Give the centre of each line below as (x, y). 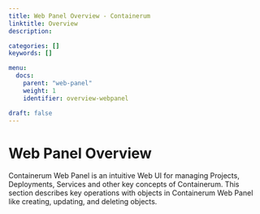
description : (30, 31)
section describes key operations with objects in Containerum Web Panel (131, 193)
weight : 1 (40, 90)
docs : (25, 76)
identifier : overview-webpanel (76, 98)
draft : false (30, 113)
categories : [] (34, 46)
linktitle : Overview (43, 24)
